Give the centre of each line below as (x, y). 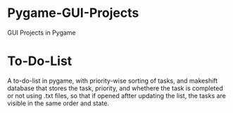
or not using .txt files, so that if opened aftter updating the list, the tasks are (117, 95)
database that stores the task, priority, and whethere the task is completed (115, 88)
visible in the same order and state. (58, 103)
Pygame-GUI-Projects (73, 13)
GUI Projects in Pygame (42, 32)
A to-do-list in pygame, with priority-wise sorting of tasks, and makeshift (113, 81)
